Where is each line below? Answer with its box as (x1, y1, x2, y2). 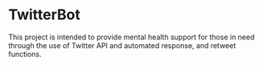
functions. (8, 49, 42, 59)
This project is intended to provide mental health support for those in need (8, 32, 255, 42)
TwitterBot (8, 6, 80, 24)
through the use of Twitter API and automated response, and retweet (8, 40, 236, 50)
